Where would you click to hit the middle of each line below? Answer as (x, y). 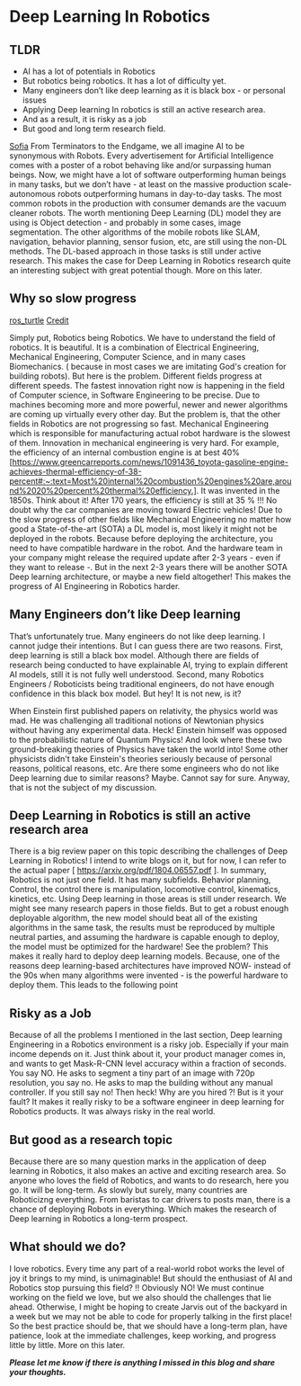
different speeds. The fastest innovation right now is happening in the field (147, 385)
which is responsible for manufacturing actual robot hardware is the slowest (150, 433)
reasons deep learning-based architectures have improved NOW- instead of (150, 966)
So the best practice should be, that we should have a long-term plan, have (148, 1326)
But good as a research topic (91, 1140)
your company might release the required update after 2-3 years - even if (145, 557)
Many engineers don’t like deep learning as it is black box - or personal (154, 90)
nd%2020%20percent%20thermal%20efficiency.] (103, 490)
